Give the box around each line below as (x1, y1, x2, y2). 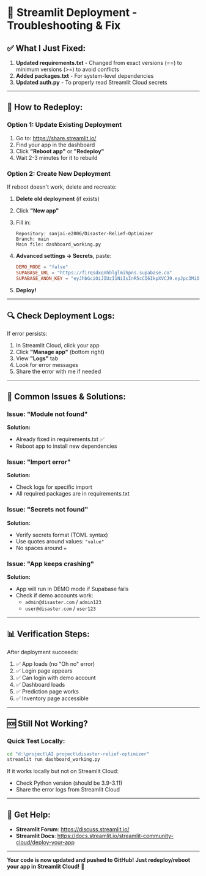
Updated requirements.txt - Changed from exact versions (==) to (15, 59, 183, 66)
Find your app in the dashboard (15, 141, 95, 148)
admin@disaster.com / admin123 (24, 598, 101, 605)
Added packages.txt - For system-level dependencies (15, 72, 154, 79)
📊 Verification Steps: (7, 629, 90, 640)
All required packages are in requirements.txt (15, 490, 130, 497)
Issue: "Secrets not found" (7, 505, 89, 514)
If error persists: (7, 330, 48, 338)
